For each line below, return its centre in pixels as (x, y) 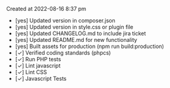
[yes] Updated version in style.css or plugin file (74, 27)
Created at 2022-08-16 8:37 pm (46, 9)
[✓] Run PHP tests (38, 59)
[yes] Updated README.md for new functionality (76, 40)
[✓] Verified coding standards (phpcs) (63, 53)
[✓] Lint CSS (31, 72)
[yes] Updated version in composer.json (65, 20)
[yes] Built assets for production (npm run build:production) (90, 46)
